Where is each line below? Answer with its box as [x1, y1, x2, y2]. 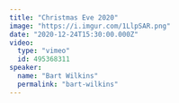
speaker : [9, 64, 42, 73]
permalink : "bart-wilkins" [17, 80, 119, 89]
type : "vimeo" [17, 47, 70, 56]
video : [9, 38, 34, 47]
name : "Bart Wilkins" [17, 72, 99, 81]
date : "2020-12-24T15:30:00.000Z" [9, 30, 139, 39]
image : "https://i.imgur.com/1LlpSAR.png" [9, 21, 171, 30]
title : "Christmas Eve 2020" [9, 13, 119, 22]
